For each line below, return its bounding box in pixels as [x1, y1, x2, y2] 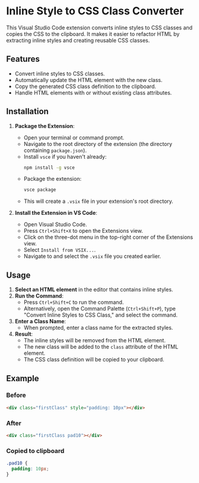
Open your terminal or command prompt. [23, 133, 125, 141]
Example [6, 373, 39, 384]
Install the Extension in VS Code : [14, 209, 98, 217]
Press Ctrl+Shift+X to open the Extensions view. [23, 227, 143, 235]
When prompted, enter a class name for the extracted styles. [23, 324, 173, 332]
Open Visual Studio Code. [23, 221, 88, 228]
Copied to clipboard [6, 446, 64, 455]
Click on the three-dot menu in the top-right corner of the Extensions [23, 233, 194, 241]
